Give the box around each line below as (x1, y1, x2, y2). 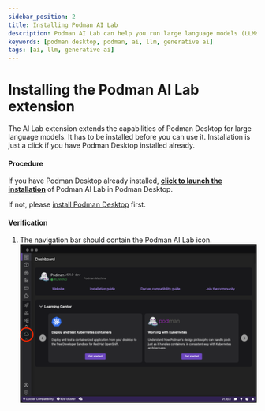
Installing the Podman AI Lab (8, 81, 200, 99)
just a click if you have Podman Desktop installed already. (8, 140, 196, 150)
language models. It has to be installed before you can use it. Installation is (8, 133, 251, 142)
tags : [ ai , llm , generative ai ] (8, 46, 114, 54)
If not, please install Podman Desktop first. (8, 200, 146, 209)
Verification (8, 218, 48, 227)
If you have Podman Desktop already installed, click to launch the (8, 176, 222, 185)
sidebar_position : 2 (8, 13, 77, 21)
